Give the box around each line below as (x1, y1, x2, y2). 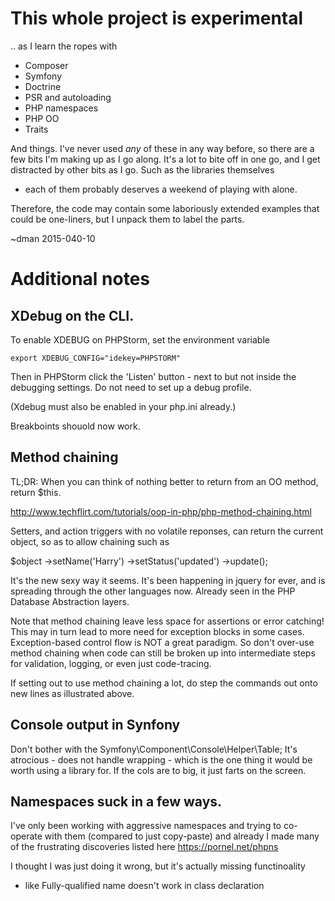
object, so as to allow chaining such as (10, 535, 170, 547)
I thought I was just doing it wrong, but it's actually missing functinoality (10, 860, 306, 872)
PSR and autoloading (24, 91, 112, 103)
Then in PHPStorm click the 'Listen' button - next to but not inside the (10, 370, 297, 382)
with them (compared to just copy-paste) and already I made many (44, 830, 320, 842)
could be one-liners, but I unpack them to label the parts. (10, 213, 245, 225)
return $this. (10, 486, 62, 498)
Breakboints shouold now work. (10, 420, 141, 432)
